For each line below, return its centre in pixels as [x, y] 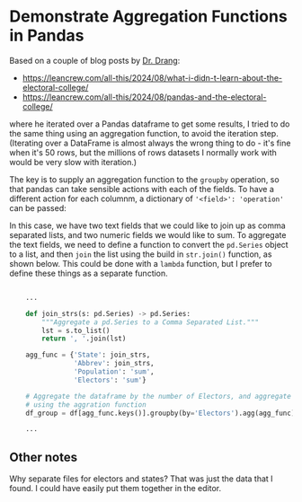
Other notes [44, 457]
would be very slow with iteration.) [73, 162]
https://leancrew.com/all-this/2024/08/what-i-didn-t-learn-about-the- [152, 77]
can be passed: [38, 207]
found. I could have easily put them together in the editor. [115, 489]
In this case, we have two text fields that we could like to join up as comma [147, 225]
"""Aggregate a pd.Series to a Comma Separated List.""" [150, 322]
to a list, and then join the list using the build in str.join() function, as [141, 254]
